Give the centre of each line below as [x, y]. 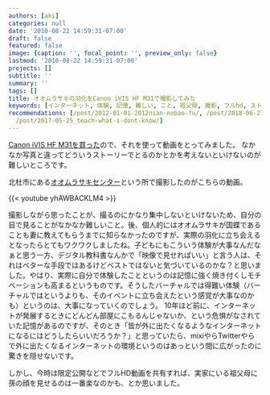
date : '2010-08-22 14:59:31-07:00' [68, 31]
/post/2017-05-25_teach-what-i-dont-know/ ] [89, 121]
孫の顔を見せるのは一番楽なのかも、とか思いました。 [96, 383]
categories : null [37, 23]
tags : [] [23, 91]
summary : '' [28, 83]
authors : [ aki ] [34, 16]
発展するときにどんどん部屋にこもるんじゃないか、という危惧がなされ [138, 315]
